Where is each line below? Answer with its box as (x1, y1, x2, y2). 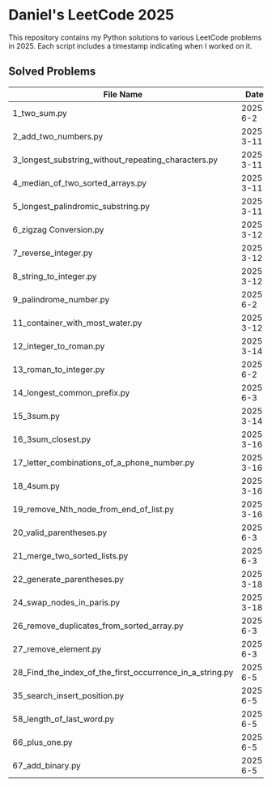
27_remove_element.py (12, 643, 102, 654)
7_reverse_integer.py (12, 247, 93, 259)
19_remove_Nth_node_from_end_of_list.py (12, 503, 174, 515)
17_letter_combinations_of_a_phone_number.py (12, 456, 195, 468)
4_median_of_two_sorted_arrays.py (12, 177, 147, 188)
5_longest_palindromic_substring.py (12, 200, 150, 212)
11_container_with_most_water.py (12, 317, 142, 328)
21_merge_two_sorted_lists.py (12, 550, 129, 561)
